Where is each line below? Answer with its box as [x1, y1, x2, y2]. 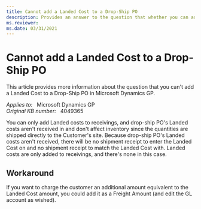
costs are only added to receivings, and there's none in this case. [6, 151, 167, 158]
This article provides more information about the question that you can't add [6, 83, 194, 91]
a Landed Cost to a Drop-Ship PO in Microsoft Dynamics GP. [6, 90, 156, 97]
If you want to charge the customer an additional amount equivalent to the [6, 184, 189, 191]
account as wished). [6, 196, 56, 203]
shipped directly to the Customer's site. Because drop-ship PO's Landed [6, 132, 185, 139]
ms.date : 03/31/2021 [6, 25, 58, 32]
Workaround [6, 168, 54, 178]
